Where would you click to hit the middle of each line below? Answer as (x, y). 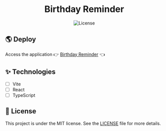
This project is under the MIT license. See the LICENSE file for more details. (83, 123)
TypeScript (24, 95)
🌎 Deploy (21, 39)
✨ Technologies (31, 72)
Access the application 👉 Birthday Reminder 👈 (55, 54)
